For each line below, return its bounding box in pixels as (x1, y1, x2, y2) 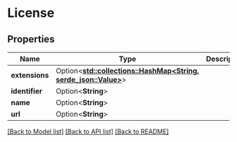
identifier (11, 86, 42, 96)
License (7, 5, 55, 21)
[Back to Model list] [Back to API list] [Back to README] (7, 127, 169, 136)
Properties (7, 33, 55, 45)
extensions (11, 71, 49, 80)
